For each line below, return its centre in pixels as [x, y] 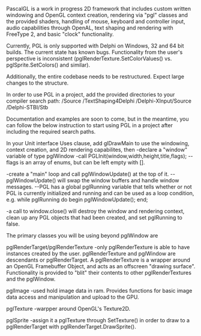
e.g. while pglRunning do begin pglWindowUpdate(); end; [77, 199]
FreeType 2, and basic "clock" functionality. [60, 34]
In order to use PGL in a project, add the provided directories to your [91, 94]
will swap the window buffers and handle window [118, 180]
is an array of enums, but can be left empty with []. [82, 162]
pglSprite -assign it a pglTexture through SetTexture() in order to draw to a [98, 320]
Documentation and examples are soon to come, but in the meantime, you [97, 119]
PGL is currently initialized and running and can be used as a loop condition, [100, 193]
